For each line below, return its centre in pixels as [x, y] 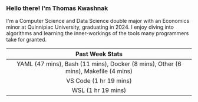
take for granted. [27, 40]
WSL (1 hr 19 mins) [99, 90]
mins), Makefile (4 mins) [99, 72]
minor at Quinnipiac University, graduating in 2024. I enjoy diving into [90, 27]
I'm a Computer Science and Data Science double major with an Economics [98, 21]
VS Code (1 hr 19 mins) [99, 81]
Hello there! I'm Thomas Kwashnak [57, 8]
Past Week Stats [99, 54]
